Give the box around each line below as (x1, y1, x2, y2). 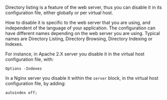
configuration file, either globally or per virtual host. (5, 10, 114, 16)
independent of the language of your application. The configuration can (5, 25, 156, 31)
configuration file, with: (5, 56, 54, 62)
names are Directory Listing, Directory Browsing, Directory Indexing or (5, 36, 153, 42)
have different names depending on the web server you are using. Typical (5, 30, 160, 36)
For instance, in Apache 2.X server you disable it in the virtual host (5, 51, 145, 57)
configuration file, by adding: (5, 81, 66, 86)
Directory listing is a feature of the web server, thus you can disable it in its (5, 5, 162, 10)
